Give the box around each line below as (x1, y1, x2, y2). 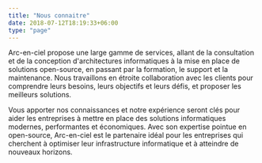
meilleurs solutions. (8, 90, 72, 100)
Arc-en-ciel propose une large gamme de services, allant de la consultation (8, 48, 255, 58)
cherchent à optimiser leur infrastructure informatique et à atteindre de (8, 139, 239, 149)
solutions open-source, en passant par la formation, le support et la (8, 65, 228, 74)
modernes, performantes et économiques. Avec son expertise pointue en (8, 122, 247, 131)
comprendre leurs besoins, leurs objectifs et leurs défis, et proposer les (8, 81, 241, 91)
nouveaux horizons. (8, 147, 73, 157)
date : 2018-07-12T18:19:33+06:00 (8, 19, 119, 27)
